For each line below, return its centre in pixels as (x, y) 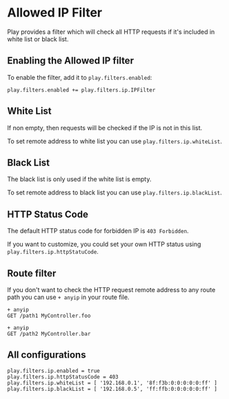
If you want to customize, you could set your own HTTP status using (104, 244)
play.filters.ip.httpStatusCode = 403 (63, 377)
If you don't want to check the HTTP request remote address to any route (111, 290)
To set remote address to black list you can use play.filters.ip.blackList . (114, 193)
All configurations (47, 355)
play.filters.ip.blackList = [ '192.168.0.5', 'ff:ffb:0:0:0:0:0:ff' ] (112, 389)
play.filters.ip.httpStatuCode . (53, 252)
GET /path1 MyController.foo (49, 316)
